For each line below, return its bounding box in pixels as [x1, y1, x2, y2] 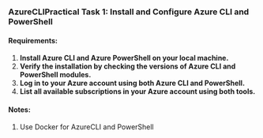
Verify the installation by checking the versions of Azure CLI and [19, 62, 236, 71]
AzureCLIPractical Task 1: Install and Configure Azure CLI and [8, 6, 250, 17]
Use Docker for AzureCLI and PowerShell [19, 122, 154, 132]
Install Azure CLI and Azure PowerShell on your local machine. [19, 54, 229, 63]
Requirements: [8, 35, 58, 45]
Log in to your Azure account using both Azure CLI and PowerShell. [19, 78, 246, 88]
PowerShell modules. [19, 70, 92, 80]
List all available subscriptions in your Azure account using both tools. [19, 87, 256, 96]
